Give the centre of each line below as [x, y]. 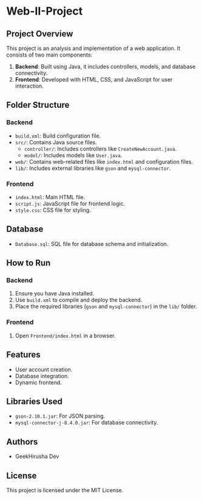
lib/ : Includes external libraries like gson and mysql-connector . [93, 168]
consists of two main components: [49, 55]
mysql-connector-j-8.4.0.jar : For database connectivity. [86, 423]
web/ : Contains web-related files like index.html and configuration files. [104, 161]
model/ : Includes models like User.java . [73, 155]
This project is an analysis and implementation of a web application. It [93, 48]
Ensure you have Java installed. [55, 294]
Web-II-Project [45, 11]
